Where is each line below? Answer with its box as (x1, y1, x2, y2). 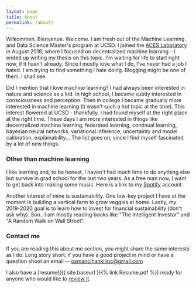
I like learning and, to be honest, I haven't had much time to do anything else (6, 168, 190, 175)
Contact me (6, 232, 40, 240)
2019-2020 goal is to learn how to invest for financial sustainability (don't (6, 205, 183, 212)
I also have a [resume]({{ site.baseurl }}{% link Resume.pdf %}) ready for (6, 269, 183, 276)
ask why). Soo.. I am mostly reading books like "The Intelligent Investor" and (6, 211, 190, 218)
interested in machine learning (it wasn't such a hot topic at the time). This (6, 103, 185, 110)
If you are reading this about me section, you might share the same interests (6, 245, 190, 252)
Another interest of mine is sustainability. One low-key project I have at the (6, 192, 186, 199)
